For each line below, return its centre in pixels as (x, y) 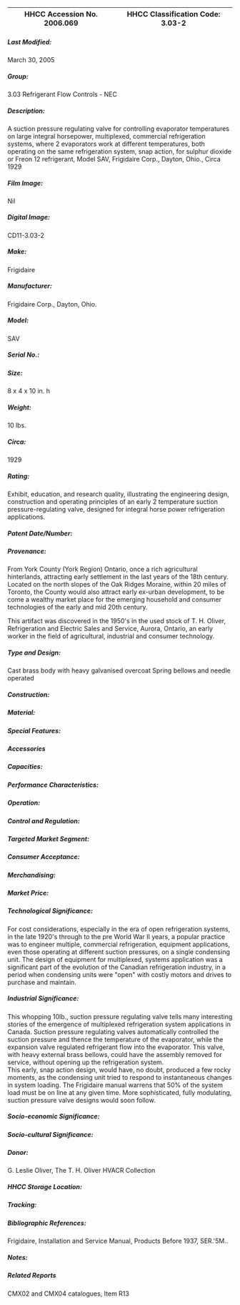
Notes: (18, 1257)
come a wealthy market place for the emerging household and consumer (115, 600)
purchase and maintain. (42, 982)
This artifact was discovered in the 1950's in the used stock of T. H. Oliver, (117, 621)
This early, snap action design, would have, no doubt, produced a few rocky (119, 1070)
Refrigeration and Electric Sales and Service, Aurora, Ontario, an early (110, 629)
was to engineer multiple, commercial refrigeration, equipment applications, (119, 944)
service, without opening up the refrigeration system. (86, 1062)
